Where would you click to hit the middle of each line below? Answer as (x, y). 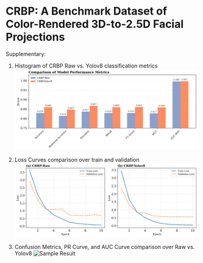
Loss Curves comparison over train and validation (77, 160)
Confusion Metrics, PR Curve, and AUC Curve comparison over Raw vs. (105, 247)
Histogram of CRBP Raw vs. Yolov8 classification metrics (86, 66)
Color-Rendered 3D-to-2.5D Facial (95, 24)
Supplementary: (26, 54)
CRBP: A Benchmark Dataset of (87, 11)
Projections (35, 37)
